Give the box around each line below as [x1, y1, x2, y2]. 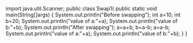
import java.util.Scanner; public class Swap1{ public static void [5, 5, 158, 12]
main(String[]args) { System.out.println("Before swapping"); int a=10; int [5, 11, 181, 18]
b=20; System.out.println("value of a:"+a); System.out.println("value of [5, 18, 178, 24]
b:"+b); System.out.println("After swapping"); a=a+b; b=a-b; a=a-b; [5, 24, 171, 31]
